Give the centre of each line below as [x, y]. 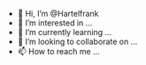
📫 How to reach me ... [58, 51]
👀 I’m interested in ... [55, 23]
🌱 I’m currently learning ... [65, 32]
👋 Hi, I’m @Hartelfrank [58, 14]
